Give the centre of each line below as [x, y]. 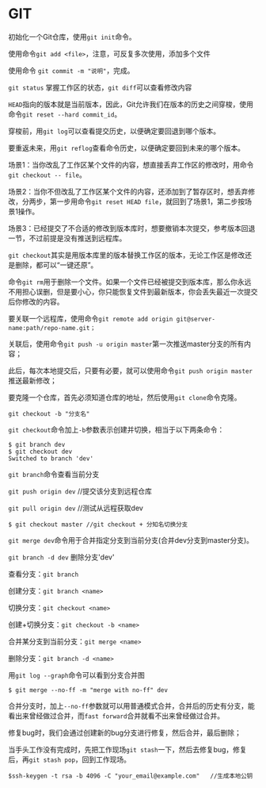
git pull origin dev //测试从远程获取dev [76, 508]
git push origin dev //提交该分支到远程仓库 [80, 491]
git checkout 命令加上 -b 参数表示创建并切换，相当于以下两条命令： [116, 429]
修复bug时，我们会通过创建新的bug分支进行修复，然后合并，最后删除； [125, 732]
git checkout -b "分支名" [49, 413]
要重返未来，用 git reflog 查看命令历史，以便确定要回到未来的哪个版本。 [127, 148]
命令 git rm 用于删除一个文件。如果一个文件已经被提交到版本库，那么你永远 [130, 282]
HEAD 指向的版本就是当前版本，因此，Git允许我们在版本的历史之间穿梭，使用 [131, 104]
